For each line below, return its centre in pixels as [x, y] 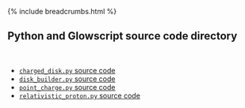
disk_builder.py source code [67, 79]
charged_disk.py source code [67, 70]
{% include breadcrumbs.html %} [62, 11]
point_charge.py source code [67, 87]
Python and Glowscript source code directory [122, 36]
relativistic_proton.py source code [79, 95]
